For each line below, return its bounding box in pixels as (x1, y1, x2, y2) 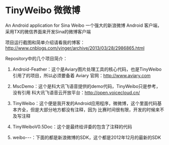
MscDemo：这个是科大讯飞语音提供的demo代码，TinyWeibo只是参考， (12, 83, 161, 89)
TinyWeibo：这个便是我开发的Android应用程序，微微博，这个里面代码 (12, 100, 157, 106)
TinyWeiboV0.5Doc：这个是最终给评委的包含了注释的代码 (12, 123, 132, 129)
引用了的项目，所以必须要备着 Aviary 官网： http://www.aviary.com (12, 72, 151, 78)
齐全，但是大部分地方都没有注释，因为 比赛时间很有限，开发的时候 (17, 107, 155, 113)
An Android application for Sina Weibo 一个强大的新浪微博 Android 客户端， (5, 22, 162, 28)
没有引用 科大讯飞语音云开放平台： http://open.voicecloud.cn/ (12, 89, 140, 95)
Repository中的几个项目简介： (5, 55, 68, 61)
